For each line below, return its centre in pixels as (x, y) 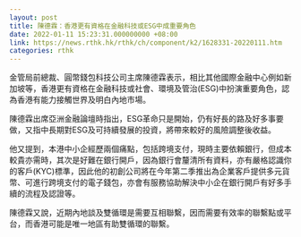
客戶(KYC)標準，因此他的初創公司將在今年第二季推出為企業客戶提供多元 (149, 172)
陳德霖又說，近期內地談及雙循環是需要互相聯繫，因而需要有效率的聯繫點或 (146, 213)
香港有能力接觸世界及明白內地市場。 (83, 100)
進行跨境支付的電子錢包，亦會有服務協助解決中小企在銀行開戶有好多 (158, 182)
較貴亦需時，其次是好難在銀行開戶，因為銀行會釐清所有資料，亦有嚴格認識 (146, 160)
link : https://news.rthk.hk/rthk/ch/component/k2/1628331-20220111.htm (146, 42)
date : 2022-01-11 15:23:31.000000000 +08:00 (94, 34)
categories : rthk (42, 51)
